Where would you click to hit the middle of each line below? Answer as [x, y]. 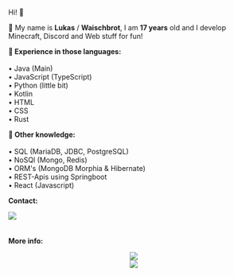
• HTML [21, 102]
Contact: [23, 200]
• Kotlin [21, 94]
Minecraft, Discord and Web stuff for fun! [76, 36]
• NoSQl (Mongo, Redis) [48, 160]
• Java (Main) [31, 68]
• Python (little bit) [39, 85]
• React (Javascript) [41, 185]
